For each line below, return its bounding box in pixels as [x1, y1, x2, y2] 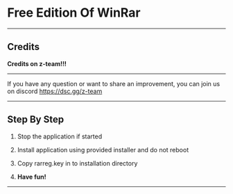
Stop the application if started [17, 132, 103, 140]
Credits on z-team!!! [7, 59, 67, 67]
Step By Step [7, 113, 64, 126]
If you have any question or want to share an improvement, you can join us [7, 79, 221, 88]
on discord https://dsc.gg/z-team [7, 87, 103, 95]
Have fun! [17, 172, 46, 181]
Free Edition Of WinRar [7, 5, 141, 21]
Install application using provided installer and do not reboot [17, 145, 189, 154]
